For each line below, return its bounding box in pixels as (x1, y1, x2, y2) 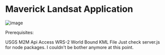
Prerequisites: (5, 29, 34, 35)
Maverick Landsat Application (5, 3, 133, 15)
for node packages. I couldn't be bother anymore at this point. (5, 44, 134, 50)
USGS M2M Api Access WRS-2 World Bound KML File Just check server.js (5, 39, 160, 45)
